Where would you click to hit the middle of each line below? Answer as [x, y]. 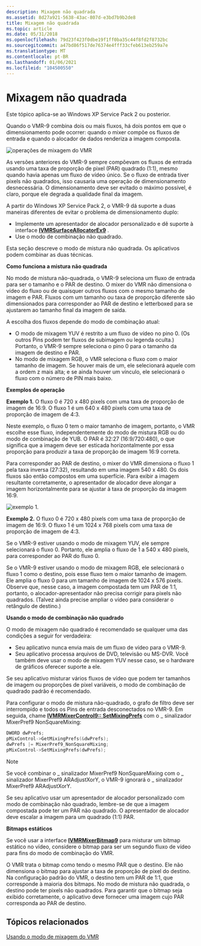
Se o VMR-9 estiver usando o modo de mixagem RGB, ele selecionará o [95, 568]
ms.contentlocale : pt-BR [37, 57]
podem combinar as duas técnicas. [50, 255]
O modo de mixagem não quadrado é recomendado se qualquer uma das [97, 630]
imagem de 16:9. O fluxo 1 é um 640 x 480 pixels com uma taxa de [89, 408]
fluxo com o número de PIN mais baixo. [63, 378]
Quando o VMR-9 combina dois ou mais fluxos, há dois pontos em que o [96, 126]
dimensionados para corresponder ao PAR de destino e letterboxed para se [100, 304]
